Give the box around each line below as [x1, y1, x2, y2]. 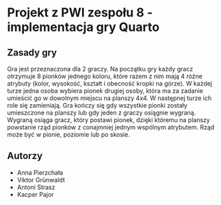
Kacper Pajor [16, 190, 54, 198]
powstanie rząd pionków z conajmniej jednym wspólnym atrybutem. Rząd [7, 123, 215, 131]
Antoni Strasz [16, 183, 55, 191]
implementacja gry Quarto [7, 19, 159, 35]
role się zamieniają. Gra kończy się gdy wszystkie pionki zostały [7, 101, 188, 109]
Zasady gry [7, 47, 57, 58]
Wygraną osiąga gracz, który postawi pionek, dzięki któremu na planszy [7, 116, 210, 124]
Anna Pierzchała [16, 168, 64, 176]
